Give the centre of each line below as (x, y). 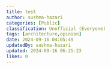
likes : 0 (17, 56)
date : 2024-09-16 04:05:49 (40, 40)
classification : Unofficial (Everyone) (56, 28)
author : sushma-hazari (34, 17)
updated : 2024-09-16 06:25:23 (44, 51)
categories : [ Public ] (33, 23)
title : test (21, 12)
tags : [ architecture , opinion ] (44, 34)
